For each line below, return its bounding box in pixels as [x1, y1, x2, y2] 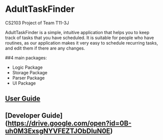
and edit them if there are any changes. [5, 45, 85, 51]
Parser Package [12, 75, 45, 81]
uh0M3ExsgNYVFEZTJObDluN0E [5, 127, 111, 135]
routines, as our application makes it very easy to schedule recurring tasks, [5, 40, 158, 46]
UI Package [12, 80, 36, 86]
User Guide [5, 94, 41, 103]
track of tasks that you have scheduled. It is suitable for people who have [5, 35, 154, 41]
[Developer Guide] [5, 111, 63, 120]
